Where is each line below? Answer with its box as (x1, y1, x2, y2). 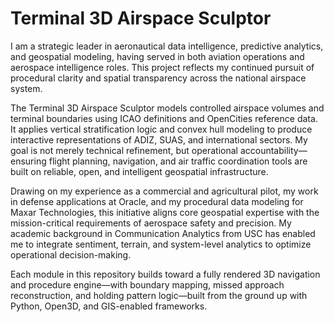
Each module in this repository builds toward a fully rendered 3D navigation (10, 268, 321, 280)
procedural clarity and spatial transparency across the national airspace (10, 72, 307, 84)
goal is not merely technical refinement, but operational (10, 144, 238, 156)
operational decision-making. (10, 248, 132, 261)
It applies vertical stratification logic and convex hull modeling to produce (10, 123, 313, 135)
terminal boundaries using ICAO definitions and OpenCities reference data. (10, 112, 318, 124)
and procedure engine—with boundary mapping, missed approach (10, 278, 285, 291)
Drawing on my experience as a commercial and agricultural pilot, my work (10, 185, 319, 197)
